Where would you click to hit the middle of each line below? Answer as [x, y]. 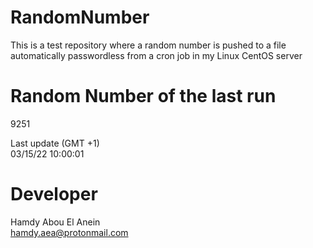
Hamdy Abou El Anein [55, 222]
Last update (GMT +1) [55, 143]
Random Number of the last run [143, 96]
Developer [54, 194]
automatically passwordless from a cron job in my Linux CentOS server [156, 55]
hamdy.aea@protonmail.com [69, 232]
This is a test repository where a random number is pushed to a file [148, 45]
